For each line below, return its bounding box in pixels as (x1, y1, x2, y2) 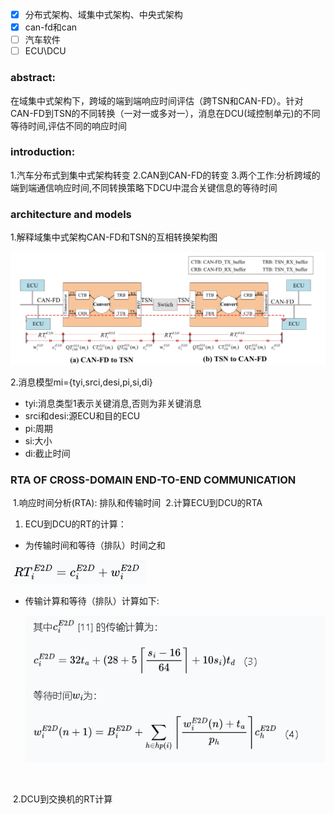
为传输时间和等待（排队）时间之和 (24, 539, 166, 552)
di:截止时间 (24, 447, 71, 459)
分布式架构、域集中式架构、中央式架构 (24, 9, 183, 20)
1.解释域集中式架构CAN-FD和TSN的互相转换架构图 (10, 231, 218, 243)
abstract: (10, 71, 56, 85)
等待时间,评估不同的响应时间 (10, 119, 128, 132)
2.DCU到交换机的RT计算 (12, 793, 113, 805)
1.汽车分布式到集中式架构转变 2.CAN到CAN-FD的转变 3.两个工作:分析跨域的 (10, 169, 321, 181)
